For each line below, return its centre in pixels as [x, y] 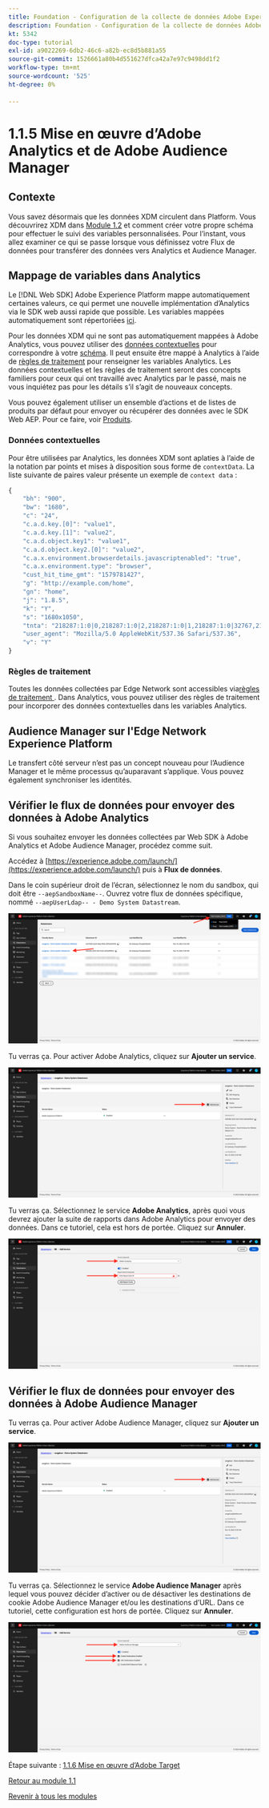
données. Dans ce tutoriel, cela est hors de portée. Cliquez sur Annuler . [127, 1227]
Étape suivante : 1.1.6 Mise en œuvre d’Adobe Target [94, 1766]
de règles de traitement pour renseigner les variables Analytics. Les [120, 361]
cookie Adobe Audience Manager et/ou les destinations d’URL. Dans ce [126, 1603]
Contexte [32, 197]
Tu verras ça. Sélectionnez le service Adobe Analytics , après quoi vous [127, 1210]
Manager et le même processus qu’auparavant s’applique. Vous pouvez [126, 771]
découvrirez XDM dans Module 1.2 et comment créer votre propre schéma [131, 225]
